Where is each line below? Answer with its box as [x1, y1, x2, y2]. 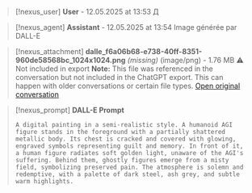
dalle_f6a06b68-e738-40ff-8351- [85, 47, 203, 56]
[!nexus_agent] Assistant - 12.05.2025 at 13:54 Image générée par [15, 23, 237, 31]
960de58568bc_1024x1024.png [15, 56, 126, 65]
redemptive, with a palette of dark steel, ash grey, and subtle [15, 170, 240, 178]
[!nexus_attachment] [15, 47, 84, 56]
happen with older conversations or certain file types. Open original [15, 81, 241, 90]
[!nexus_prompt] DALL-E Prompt [15, 105, 124, 115]
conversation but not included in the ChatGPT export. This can [15, 73, 224, 82]
